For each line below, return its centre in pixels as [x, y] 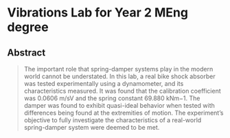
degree [28, 27]
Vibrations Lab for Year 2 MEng [98, 13]
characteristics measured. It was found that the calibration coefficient [122, 91]
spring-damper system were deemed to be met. [92, 127]
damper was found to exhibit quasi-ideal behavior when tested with [119, 105]
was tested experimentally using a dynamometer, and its [104, 83]
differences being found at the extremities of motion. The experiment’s [124, 113]
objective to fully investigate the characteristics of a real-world [113, 120]
